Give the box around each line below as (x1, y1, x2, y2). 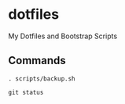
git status (8, 88, 44, 96)
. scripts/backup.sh (8, 74, 76, 83)
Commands (8, 54, 67, 67)
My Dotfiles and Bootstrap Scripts (8, 31, 118, 41)
